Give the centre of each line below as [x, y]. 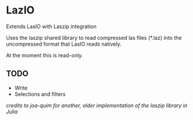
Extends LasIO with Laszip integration [51, 26]
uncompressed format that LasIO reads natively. [64, 44]
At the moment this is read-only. [45, 55]
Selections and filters [40, 94]
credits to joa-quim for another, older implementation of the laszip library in [97, 105]
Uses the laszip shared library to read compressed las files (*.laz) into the [94, 37]
